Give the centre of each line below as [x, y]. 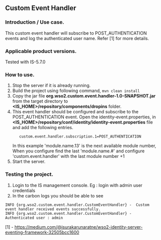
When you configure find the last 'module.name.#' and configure [78, 151]
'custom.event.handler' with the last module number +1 [68, 156]
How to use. [20, 75]
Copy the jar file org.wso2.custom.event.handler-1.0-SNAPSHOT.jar [84, 96]
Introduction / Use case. [35, 22]
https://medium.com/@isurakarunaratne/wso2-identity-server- [79, 227]
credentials [24, 191]
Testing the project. [29, 174]
